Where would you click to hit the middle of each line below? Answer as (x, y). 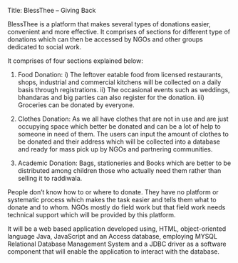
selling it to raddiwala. (50, 178)
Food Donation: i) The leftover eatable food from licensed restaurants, (120, 75)
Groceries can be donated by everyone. (76, 105)
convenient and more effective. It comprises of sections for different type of (119, 32)
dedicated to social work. (45, 47)
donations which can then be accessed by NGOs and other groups (105, 39)
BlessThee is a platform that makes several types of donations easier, (109, 24)
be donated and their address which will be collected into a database (119, 142)
